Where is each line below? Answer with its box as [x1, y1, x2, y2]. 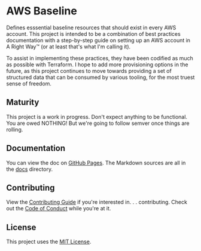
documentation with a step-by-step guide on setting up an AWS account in [6, 36, 190, 44]
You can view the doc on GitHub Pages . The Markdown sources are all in [6, 159, 186, 166]
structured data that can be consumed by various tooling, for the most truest [6, 74, 195, 81]
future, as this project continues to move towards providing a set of [6, 67, 172, 74]
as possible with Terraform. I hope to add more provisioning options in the [6, 61, 188, 68]
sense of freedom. [6, 79, 52, 87]
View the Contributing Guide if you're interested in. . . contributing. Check [6, 198, 187, 206]
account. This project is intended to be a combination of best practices [6, 30, 181, 37]
